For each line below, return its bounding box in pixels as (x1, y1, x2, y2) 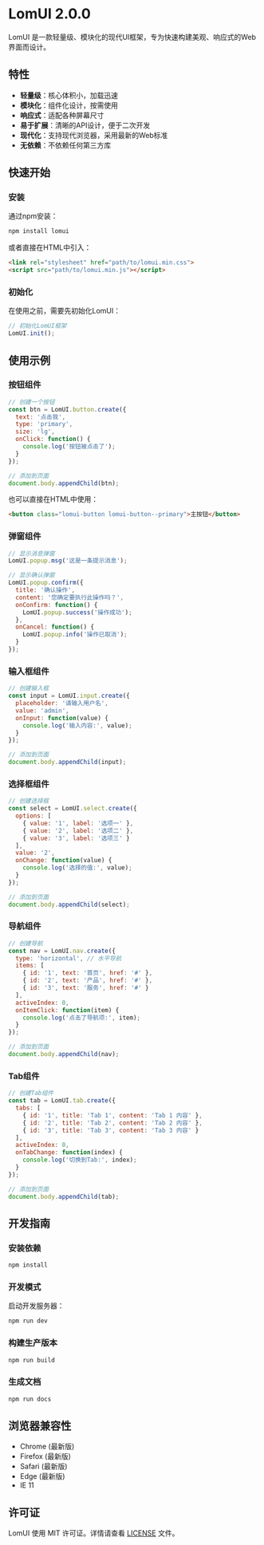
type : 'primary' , (15, 420, 73, 428)
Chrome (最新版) (19, 1441, 75, 1452)
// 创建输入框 (8, 684, 49, 692)
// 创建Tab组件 (8, 1090, 54, 1098)
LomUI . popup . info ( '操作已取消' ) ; (22, 631, 128, 639)
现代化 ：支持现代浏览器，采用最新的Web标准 (19, 130, 168, 140)
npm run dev (8, 1317, 48, 1325)
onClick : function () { (15, 436, 91, 443)
